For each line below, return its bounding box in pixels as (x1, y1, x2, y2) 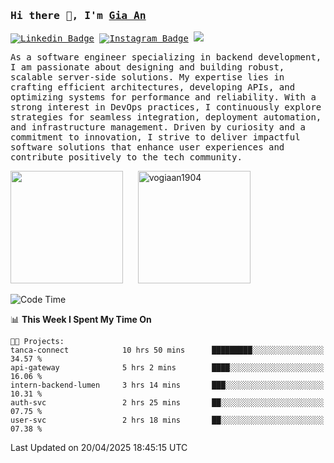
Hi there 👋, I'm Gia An (10, 9, 147, 22)
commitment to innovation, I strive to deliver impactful (10, 132, 301, 143)
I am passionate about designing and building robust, (10, 62, 285, 73)
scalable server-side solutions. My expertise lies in (10, 72, 285, 83)
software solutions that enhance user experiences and (10, 142, 285, 153)
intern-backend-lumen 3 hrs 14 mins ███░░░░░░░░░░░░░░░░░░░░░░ (10, 380, 325, 391)
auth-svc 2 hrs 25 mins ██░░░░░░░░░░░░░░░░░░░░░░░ (10, 398, 325, 408)
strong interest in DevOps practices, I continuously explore (10, 102, 322, 113)
